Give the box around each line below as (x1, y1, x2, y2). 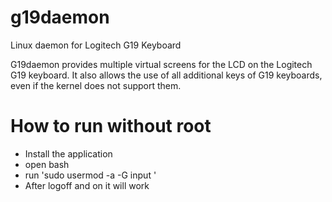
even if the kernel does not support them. (10, 79, 182, 91)
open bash (24, 158, 70, 170)
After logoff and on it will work (24, 179, 150, 191)
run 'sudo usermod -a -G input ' (24, 169, 157, 181)
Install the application (24, 147, 113, 160)
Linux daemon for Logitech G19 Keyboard (10, 39, 182, 51)
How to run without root (10, 115, 212, 138)
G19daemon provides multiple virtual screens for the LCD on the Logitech (10, 58, 313, 70)
